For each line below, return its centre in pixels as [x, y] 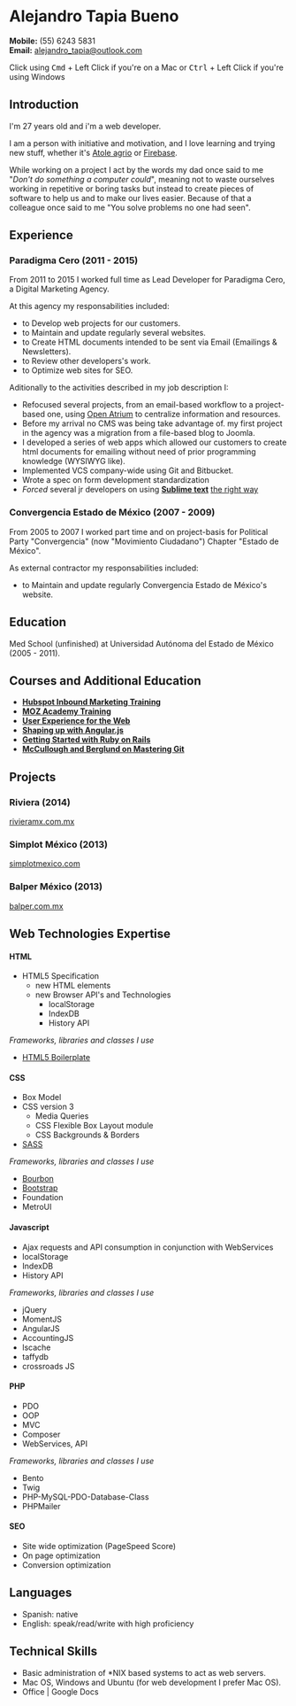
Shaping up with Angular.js [72, 730]
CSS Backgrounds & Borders [87, 1135]
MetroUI [37, 1207]
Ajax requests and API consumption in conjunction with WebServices [148, 1247]
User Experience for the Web [76, 721]
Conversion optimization [66, 1565]
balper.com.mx [36, 906]
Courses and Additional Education [105, 681]
